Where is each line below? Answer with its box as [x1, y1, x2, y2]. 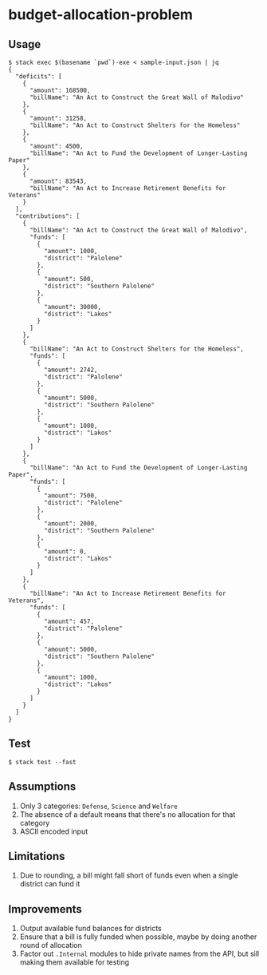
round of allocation [19, 941, 82, 950]
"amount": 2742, [43, 366, 98, 374]
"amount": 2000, [43, 520, 98, 528]
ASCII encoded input [19, 826, 88, 836]
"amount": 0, [43, 548, 88, 556]
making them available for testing [19, 957, 130, 967]
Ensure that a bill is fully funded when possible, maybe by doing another [19, 932, 257, 941]
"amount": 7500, [43, 492, 98, 500]
